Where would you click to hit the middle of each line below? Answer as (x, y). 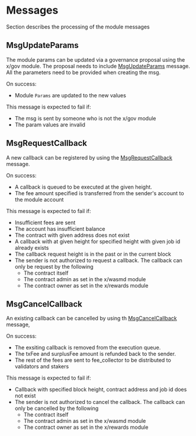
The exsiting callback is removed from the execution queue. (88, 348)
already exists (32, 247)
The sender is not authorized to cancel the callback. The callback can (100, 402)
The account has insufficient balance (60, 228)
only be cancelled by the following (57, 408)
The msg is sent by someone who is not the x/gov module (85, 118)
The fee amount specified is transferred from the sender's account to (99, 193)
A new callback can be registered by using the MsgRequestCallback (89, 157)
